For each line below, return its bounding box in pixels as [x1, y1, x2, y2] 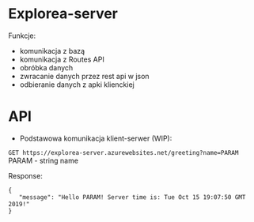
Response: [8, 171, 44, 180]
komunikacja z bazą [19, 46, 85, 55]
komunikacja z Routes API [19, 55, 104, 64]
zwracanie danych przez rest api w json [19, 71, 150, 81]
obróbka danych [19, 62, 74, 72]
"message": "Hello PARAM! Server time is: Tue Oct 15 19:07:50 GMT [18, 193, 246, 201]
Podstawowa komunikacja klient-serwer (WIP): [19, 134, 172, 143]
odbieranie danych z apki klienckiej [19, 80, 135, 89]
